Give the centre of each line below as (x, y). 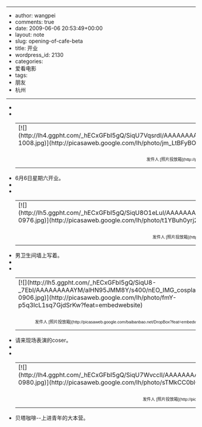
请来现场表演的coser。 (43, 341)
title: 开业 (26, 48)
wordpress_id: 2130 (39, 55)
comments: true (35, 22)
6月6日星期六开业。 (39, 178)
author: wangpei (35, 15)
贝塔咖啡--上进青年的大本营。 (52, 417)
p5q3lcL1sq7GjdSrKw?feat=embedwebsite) (80, 305)
